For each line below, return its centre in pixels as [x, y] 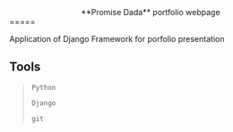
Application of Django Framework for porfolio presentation [117, 39]
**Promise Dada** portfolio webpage [151, 12]
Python [43, 87]
